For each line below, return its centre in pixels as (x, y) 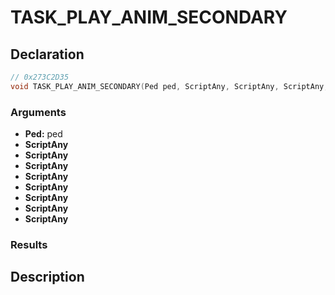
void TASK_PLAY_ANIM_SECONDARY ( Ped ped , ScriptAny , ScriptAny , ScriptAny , (169, 86)
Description (47, 277)
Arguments (38, 112)
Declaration (47, 54)
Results (29, 244)
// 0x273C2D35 (40, 77)
